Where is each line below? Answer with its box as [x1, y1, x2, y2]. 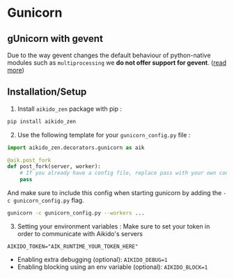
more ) [7, 66, 24, 74]
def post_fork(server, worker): [7, 163, 101, 170]
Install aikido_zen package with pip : [17, 105, 122, 113]
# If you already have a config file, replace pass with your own [19, 169, 217, 177]
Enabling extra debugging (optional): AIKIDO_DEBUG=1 [17, 255, 168, 263]
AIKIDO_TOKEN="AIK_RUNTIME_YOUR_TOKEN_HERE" [7, 242, 139, 250]
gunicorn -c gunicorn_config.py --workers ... [7, 210, 145, 217]
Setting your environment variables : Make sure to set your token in [17, 222, 210, 231]
